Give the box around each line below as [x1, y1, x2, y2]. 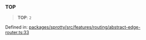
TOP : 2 [17, 15, 31, 21]
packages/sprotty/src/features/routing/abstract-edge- [28, 24, 141, 30]
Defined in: [5, 24, 28, 30]
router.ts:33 [5, 30, 29, 36]
